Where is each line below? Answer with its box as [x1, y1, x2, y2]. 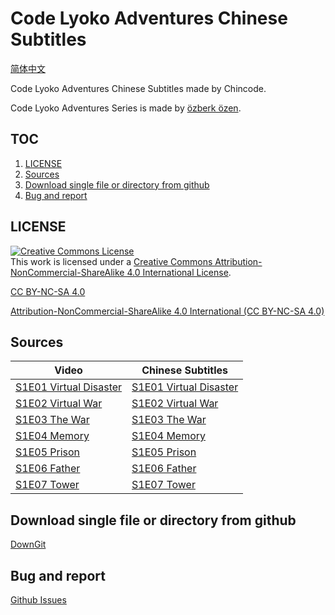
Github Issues [10, 594, 67, 606]
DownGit [10, 538, 47, 551]
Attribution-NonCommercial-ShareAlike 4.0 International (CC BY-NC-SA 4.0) [10, 305, 325, 317]
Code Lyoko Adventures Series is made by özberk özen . [10, 102, 242, 114]
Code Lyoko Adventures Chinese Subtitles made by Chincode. [10, 82, 267, 94]
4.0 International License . [126, 266, 232, 278]
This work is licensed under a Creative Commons [10, 255, 213, 267]
